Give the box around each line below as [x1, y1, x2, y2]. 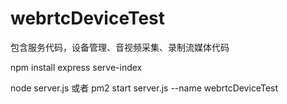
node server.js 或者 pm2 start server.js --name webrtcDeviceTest [10, 82, 279, 94]
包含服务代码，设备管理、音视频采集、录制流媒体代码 [10, 41, 230, 53]
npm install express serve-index [10, 61, 143, 73]
